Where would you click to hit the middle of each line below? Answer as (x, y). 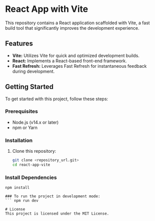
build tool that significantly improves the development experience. (72, 28)
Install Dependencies (31, 177)
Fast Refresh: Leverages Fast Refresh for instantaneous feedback (79, 66)
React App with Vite (47, 9)
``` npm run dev (22, 201)
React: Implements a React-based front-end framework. (70, 61)
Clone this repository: (34, 151)
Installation (19, 140)
